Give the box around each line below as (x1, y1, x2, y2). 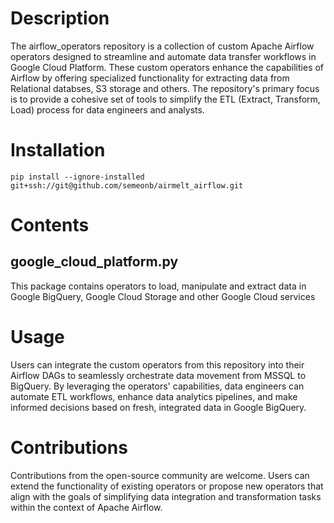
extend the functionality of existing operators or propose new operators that (10, 480, 324, 492)
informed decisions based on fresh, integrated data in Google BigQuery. (10, 401, 307, 413)
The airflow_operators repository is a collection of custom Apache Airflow (10, 40, 315, 52)
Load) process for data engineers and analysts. (10, 103, 205, 116)
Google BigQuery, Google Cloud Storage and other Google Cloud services (10, 290, 316, 302)
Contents (10, 214, 90, 237)
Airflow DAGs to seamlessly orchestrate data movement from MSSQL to (10, 369, 307, 381)
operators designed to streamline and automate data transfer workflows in (10, 50, 317, 62)
